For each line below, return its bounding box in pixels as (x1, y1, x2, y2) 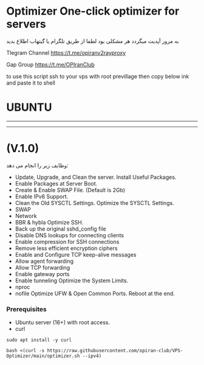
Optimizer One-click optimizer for (6, 4, 180, 18)
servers (6, 17, 47, 31)
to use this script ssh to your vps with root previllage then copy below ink (6, 72, 189, 80)
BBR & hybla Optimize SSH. (15, 218, 84, 226)
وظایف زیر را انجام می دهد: (6, 161, 69, 169)
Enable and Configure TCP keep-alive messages (15, 251, 137, 258)
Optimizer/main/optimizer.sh (6, 353, 80, 360)
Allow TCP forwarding (15, 263, 70, 271)
